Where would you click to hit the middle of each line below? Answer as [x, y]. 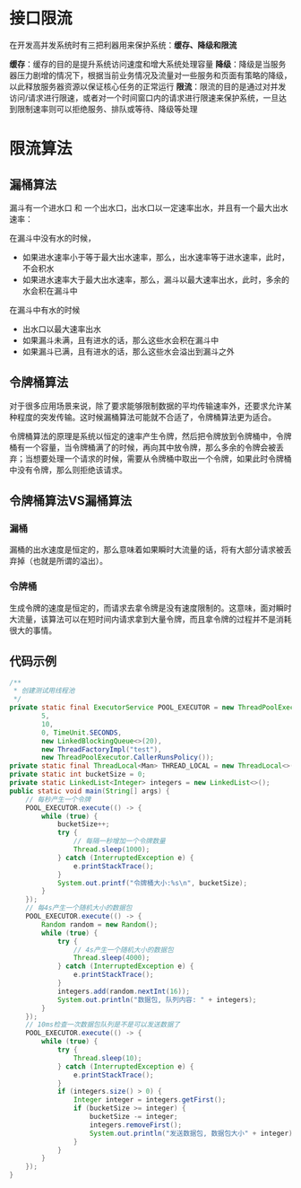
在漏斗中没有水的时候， [52, 238]
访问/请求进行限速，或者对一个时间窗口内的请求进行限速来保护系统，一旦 [144, 97]
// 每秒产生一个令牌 [58, 799]
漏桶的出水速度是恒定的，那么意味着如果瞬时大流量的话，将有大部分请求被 [146, 550]
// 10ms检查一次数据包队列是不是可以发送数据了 [103, 1025]
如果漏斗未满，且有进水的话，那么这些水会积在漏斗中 [120, 340]
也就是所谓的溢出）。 [70, 561]
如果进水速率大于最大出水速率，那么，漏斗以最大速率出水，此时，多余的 [155, 279]
